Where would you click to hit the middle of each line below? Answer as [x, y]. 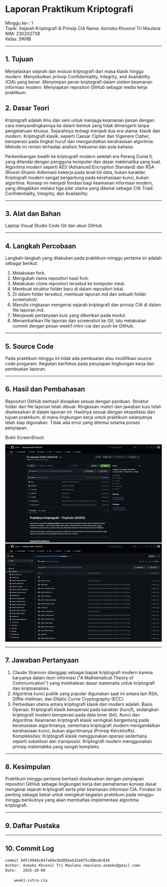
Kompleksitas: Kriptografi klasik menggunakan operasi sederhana [80, 736]
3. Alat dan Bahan [33, 214]
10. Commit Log [30, 848]
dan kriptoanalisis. [31, 688]
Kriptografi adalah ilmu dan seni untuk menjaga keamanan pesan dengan [80, 120]
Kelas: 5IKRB [18, 39]
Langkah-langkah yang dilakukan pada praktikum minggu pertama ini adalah [83, 258]
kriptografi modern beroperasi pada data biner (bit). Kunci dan [76, 714]
